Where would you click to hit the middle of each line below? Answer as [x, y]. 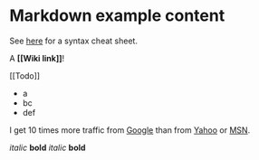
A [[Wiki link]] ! [37, 58]
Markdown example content [117, 16]
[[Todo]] [25, 75]
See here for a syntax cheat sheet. [74, 41]
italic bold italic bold [48, 147]
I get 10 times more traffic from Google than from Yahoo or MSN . [130, 130]
